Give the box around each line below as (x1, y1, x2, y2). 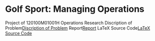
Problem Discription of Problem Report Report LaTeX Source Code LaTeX (5, 25, 151, 31)
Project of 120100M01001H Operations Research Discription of (5, 20, 132, 26)
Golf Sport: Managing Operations (5, 3, 145, 15)
